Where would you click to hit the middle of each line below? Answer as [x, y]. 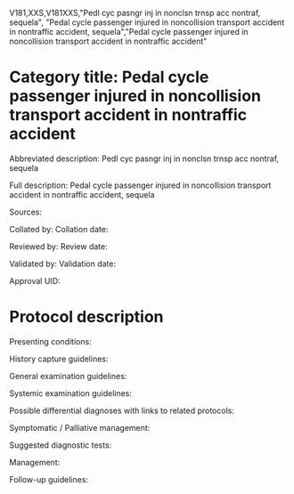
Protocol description [86, 317]
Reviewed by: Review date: [59, 246]
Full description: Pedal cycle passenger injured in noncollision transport [140, 185]
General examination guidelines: [68, 376]
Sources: [26, 212]
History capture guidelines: [59, 359]
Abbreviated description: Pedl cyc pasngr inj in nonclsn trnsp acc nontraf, [144, 158]
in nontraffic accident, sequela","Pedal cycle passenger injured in [129, 32]
